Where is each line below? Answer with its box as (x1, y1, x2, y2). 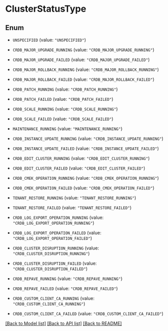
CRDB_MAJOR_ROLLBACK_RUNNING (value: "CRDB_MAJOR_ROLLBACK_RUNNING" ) (12, 67, 159, 72)
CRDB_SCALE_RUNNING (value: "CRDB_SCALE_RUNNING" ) (12, 106, 118, 112)
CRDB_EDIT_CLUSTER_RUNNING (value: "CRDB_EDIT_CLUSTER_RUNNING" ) (12, 155, 150, 161)
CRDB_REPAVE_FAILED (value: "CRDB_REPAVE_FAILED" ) (12, 286, 118, 291)
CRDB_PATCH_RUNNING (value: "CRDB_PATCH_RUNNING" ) (12, 86, 118, 92)
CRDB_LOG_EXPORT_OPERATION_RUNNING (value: (12, 214, 104, 220)
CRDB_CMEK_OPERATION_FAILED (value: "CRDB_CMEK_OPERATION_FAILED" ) (12, 185, 155, 191)
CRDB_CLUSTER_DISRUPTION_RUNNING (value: (12, 245, 99, 251)
